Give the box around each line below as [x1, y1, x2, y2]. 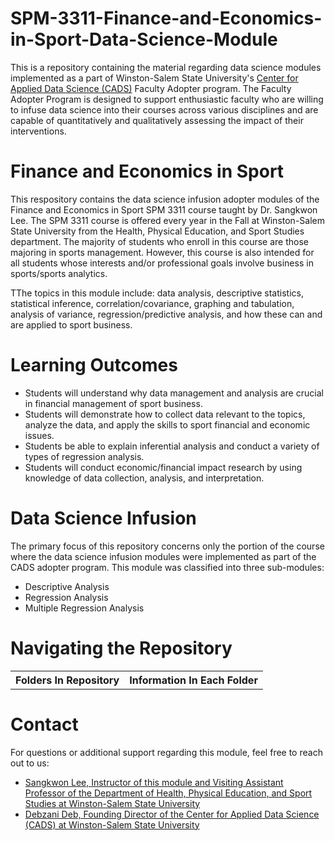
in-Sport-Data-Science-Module [10, 28, 278, 51]
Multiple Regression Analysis [24, 602, 145, 614]
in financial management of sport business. [24, 397, 203, 409]
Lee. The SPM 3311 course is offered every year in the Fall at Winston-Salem [10, 214, 325, 226]
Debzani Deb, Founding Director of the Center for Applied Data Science [24, 808, 320, 820]
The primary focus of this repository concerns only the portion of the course [10, 540, 325, 552]
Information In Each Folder [129, 673, 258, 687]
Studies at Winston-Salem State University [24, 797, 201, 809]
